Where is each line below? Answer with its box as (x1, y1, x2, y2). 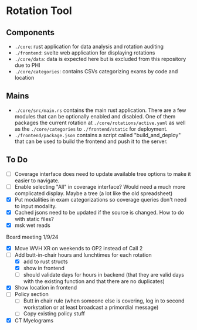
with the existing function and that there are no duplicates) (23, 278, 165, 285)
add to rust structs (23, 258, 69, 265)
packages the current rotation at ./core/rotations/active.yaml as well (14, 119, 186, 126)
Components (6, 28, 55, 38)
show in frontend (23, 265, 64, 272)
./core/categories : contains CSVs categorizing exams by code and (14, 68, 178, 74)
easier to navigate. (14, 177, 60, 184)
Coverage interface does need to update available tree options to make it (14, 170, 191, 177)
